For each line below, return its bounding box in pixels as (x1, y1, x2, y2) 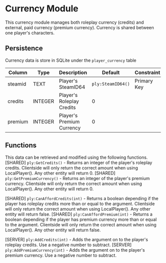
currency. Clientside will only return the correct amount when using (5, 180, 142, 186)
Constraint (134, 69, 161, 76)
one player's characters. (5, 30, 55, 36)
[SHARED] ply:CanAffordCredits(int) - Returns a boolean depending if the (5, 195, 159, 201)
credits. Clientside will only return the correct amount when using (5, 165, 138, 171)
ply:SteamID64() (91, 81, 130, 87)
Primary (134, 77, 153, 84)
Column (8, 69, 28, 76)
